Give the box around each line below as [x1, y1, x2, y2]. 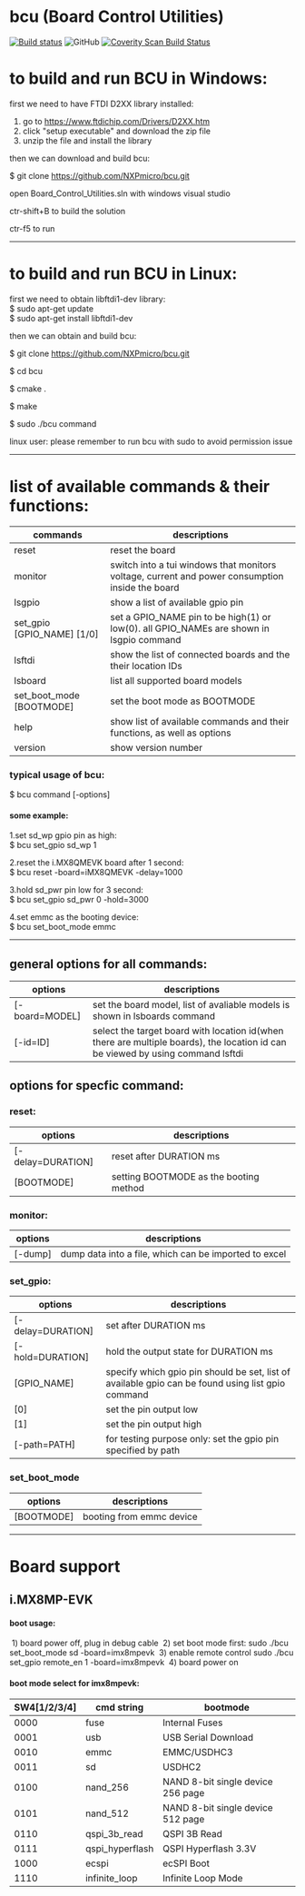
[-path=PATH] [14, 1438, 75, 1451]
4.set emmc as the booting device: [9, 912, 139, 923]
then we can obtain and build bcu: [9, 330, 137, 341]
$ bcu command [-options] [9, 789, 111, 800]
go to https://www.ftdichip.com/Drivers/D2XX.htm [22, 115, 211, 126]
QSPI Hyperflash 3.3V [162, 1842, 257, 1854]
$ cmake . [9, 383, 47, 394]
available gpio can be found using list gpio [105, 1378, 286, 1390]
